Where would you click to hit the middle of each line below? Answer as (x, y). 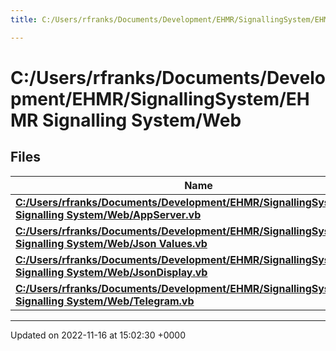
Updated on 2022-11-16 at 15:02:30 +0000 (98, 335)
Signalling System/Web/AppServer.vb (108, 214)
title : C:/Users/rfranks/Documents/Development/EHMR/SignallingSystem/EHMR (171, 19)
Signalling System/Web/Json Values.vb (111, 243)
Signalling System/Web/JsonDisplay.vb (111, 272)
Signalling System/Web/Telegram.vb (105, 301)
